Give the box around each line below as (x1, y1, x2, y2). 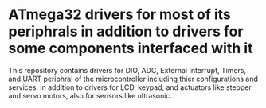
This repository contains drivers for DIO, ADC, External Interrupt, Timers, (8, 65, 247, 75)
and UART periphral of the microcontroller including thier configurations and (8, 74, 259, 83)
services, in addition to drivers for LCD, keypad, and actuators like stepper (8, 82, 252, 92)
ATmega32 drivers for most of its (8, 6, 231, 24)
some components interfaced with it (8, 40, 253, 57)
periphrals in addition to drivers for (8, 22, 244, 40)
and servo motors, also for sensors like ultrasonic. (8, 91, 173, 100)
